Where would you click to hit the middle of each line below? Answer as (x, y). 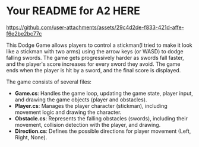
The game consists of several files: (49, 82)
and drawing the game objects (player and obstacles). (81, 100)
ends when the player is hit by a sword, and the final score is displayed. (94, 70)
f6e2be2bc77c (24, 33)
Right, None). (31, 137)
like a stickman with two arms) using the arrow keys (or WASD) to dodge (95, 51)
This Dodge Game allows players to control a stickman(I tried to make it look (99, 45)
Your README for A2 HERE (73, 11)
